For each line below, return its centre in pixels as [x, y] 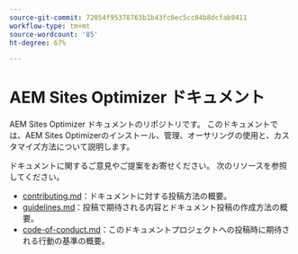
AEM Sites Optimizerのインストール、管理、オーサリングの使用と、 [149, 136]
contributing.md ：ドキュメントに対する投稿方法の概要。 [127, 196]
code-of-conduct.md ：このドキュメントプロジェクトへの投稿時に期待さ [156, 230]
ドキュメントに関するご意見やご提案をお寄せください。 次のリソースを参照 [149, 166]
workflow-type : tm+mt [50, 26]
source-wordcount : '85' [54, 34]
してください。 [37, 177]
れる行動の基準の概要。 [66, 241]
